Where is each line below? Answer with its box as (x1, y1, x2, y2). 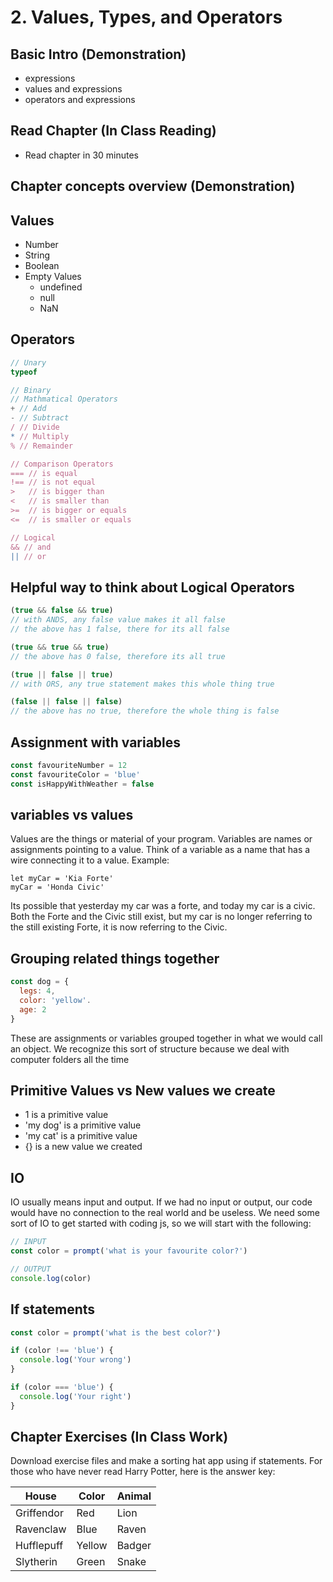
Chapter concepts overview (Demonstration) (10, 178, 296, 195)
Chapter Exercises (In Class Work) (10, 1429, 229, 1446)
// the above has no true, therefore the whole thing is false (10, 706, 280, 716)
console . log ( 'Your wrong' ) (19, 1355, 132, 1365)
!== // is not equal (10, 477, 97, 488)
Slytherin (15, 1555, 58, 1569)
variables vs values (10, 806, 134, 823)
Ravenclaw (15, 1522, 67, 1536)
